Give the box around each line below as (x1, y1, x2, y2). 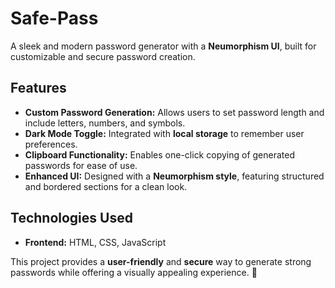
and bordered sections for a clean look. (24, 180, 188, 192)
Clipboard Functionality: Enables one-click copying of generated (24, 148, 295, 161)
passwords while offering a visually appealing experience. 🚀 (10, 266, 258, 278)
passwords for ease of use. (24, 159, 138, 171)
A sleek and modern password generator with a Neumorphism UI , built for (10, 40, 317, 52)
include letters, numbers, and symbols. (24, 117, 186, 129)
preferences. (24, 138, 78, 150)
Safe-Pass (10, 7, 99, 30)
